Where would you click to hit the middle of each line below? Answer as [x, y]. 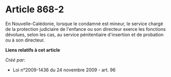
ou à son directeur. [25, 40]
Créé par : [15, 60]
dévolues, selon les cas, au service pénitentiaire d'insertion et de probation [84, 34]
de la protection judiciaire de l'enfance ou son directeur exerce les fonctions [85, 29]
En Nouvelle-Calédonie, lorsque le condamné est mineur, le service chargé [84, 24]
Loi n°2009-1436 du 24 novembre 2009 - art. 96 [64, 70]
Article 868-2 [35, 9]
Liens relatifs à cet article [33, 50]
